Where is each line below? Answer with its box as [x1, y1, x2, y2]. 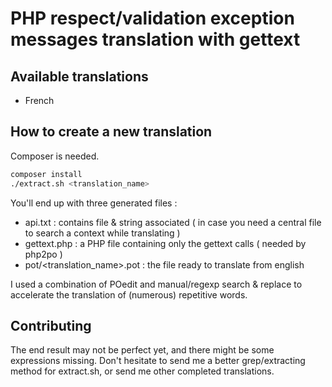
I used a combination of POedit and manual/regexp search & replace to [10, 278, 303, 290]
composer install [10, 169, 83, 179]
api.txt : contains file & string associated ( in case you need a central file [24, 216, 322, 228]
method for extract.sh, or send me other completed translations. [10, 365, 275, 377]
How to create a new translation [10, 123, 213, 141]
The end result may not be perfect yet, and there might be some [10, 344, 275, 356]
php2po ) [24, 248, 63, 260]
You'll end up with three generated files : [10, 197, 178, 209]
